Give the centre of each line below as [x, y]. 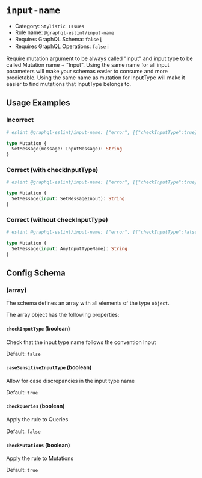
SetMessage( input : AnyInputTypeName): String [70, 248]
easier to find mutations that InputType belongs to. [69, 84]
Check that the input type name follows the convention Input [81, 342]
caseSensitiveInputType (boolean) [49, 367]
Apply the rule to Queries [37, 420]
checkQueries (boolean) [35, 406]
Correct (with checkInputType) [52, 170]
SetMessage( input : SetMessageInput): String [68, 199]
